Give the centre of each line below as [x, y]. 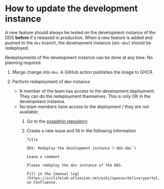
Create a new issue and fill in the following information [81, 130]
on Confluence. [42, 182]
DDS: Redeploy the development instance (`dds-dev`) [82, 148]
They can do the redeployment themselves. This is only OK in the [85, 96]
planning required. [23, 63]
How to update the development [72, 9]
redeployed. [17, 48]
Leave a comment [43, 157]
